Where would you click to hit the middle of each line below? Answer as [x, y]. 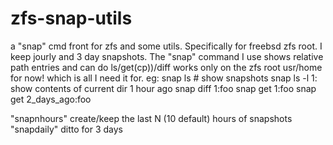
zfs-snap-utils [71, 18]
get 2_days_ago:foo [51, 99]
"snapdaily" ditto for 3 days [66, 129]
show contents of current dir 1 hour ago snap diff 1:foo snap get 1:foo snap [163, 88]
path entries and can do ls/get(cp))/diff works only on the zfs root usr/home [166, 67]
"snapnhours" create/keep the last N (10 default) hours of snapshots [151, 118]
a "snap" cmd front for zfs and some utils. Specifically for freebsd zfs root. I [166, 46]
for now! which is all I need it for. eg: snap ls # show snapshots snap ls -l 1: [164, 78]
